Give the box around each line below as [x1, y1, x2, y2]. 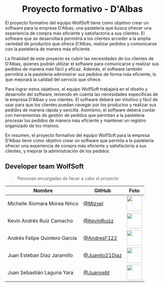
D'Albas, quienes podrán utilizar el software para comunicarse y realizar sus [5, 61, 159, 67]
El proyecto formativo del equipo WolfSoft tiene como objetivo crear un [5, 20, 149, 26]
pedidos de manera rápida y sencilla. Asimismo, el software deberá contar [5, 107, 156, 113]
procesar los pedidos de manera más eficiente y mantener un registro [5, 117, 146, 123]
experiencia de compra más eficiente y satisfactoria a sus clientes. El [5, 30, 145, 36]
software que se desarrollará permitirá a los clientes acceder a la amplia [5, 36, 151, 41]
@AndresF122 [83, 234, 117, 241]
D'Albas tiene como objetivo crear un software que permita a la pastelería [5, 137, 154, 143]
